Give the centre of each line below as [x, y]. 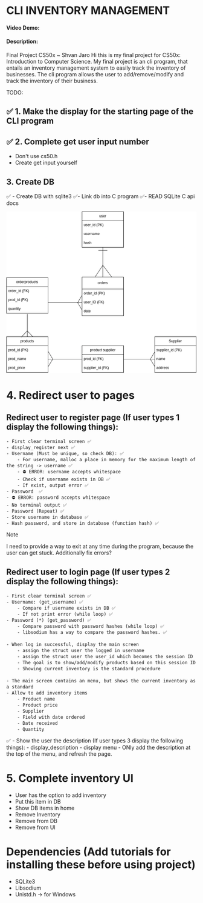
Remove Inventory [37, 815]
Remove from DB [36, 821]
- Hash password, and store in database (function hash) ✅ [82, 524]
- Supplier [31, 711]
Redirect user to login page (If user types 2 [88, 572]
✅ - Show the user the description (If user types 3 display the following [95, 741]
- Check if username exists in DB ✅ [64, 479]
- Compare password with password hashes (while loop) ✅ [91, 627]
